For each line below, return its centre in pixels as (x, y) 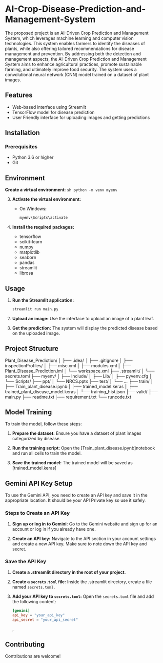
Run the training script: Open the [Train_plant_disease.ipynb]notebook (83, 448)
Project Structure (32, 349)
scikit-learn (31, 242)
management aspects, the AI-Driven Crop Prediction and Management (76, 59)
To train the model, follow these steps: (43, 424)
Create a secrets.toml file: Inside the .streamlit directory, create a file (82, 582)
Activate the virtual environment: (47, 199)
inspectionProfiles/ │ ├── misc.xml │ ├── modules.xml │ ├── (68, 365)
